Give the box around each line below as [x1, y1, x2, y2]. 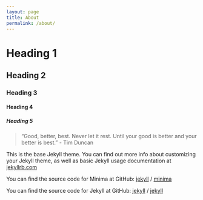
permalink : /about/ [6, 20, 56, 26]
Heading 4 [6, 104, 33, 111]
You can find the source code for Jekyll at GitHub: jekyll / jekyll [6, 187, 164, 195]
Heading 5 [6, 118, 33, 125]
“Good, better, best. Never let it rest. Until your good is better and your [21, 133, 197, 140]
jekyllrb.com [6, 164, 38, 171]
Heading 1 [6, 46, 58, 60]
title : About [6, 15, 39, 21]
